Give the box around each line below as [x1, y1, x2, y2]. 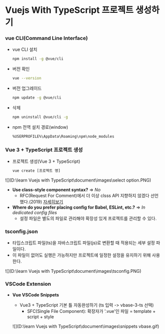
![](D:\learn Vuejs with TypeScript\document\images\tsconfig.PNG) [5, 268, 142, 274]
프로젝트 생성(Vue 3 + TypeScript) [12, 158, 81, 164]
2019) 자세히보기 [30, 199, 63, 205]
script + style [27, 314, 54, 320]
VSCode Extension [5, 281, 51, 288]
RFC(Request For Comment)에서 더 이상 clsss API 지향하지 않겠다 [19, 193, 150, 199]
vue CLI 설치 [12, 46, 38, 52]
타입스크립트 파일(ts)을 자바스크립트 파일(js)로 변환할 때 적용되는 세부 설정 [12, 240, 155, 246]
